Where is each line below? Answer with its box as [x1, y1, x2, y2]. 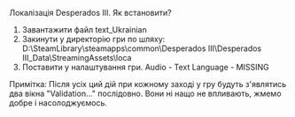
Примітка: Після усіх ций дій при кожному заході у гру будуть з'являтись [9, 79, 286, 89]
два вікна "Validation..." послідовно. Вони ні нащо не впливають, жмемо [9, 88, 282, 99]
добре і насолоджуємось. [9, 98, 108, 108]
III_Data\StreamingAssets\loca [21, 53, 132, 62]
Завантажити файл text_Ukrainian [21, 25, 148, 34]
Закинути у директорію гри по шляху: [21, 34, 166, 44]
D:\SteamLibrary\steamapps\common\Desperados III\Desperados [21, 43, 262, 54]
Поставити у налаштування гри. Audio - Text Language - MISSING [21, 62, 269, 72]
